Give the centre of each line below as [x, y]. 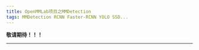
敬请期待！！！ [24, 34]
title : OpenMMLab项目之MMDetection [49, 11]
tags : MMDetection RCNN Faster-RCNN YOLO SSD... [67, 17]
